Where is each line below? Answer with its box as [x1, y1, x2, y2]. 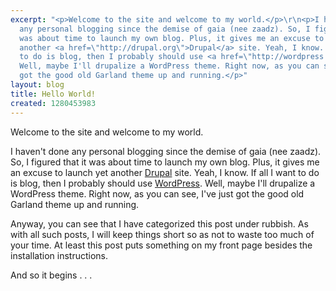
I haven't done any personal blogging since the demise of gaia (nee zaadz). [10, 145, 322, 157]
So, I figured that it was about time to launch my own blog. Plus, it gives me [10, 156, 320, 168]
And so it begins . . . [10, 269, 93, 281]
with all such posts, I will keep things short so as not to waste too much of [10, 228, 315, 240]
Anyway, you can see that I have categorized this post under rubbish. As [10, 217, 309, 230]
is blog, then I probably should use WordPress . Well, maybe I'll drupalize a [10, 177, 316, 189]
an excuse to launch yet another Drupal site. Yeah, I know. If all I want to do [10, 166, 320, 178]
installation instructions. [10, 249, 109, 261]
